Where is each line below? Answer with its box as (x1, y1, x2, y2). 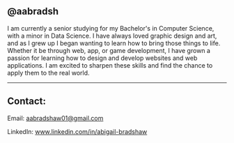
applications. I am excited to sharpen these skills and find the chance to (7, 61, 213, 69)
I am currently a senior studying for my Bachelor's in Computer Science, (7, 24, 214, 32)
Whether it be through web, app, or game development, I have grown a (7, 46, 211, 54)
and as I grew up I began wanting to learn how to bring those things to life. (7, 38, 221, 47)
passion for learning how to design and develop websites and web (7, 54, 198, 62)
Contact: (7, 96, 47, 107)
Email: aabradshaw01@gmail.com (7, 114, 104, 122)
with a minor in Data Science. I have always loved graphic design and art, (7, 31, 217, 40)
